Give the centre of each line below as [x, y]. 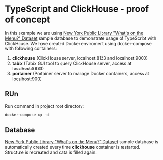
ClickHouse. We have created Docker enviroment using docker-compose [79, 43]
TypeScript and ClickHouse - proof [77, 9]
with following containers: [31, 48]
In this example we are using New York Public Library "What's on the [74, 33]
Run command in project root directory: [45, 106]
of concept [28, 19]
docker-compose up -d [27, 115]
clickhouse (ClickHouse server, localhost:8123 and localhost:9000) [80, 58]
